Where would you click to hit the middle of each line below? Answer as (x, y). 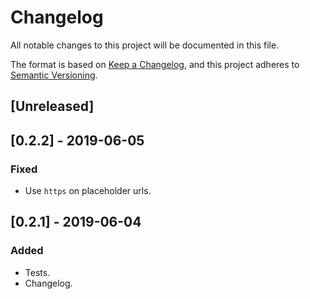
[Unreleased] (52, 106)
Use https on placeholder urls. (88, 191)
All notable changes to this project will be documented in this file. (145, 45)
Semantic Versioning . (54, 75)
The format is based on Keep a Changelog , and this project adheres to (155, 64)
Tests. (37, 272)
